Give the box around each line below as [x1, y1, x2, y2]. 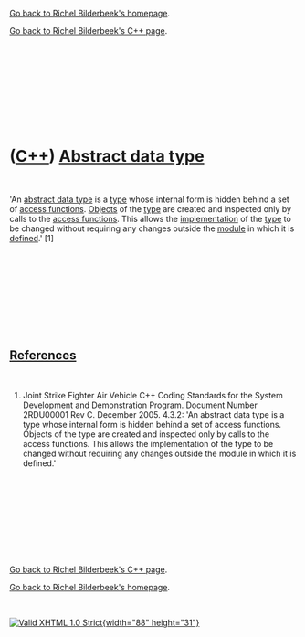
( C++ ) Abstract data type [9, 146, 205, 167]
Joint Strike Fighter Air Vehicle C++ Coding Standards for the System [22, 389, 283, 400]
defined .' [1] [9, 232, 55, 243]
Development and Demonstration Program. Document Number [22, 399, 258, 410]
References [9, 347, 77, 364]
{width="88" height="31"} [101, 617, 200, 628]
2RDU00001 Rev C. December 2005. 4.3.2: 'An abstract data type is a [22, 409, 285, 419]
